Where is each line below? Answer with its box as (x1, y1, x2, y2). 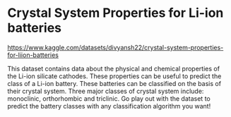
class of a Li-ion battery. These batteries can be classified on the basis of (7, 79, 221, 87)
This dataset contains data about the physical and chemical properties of (7, 64, 220, 73)
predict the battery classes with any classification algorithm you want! (7, 101, 211, 110)
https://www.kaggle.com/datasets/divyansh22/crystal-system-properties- (7, 43, 224, 51)
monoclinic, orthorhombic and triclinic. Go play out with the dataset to (7, 94, 211, 103)
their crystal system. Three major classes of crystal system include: (7, 87, 204, 95)
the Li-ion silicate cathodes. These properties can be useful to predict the (7, 72, 222, 80)
